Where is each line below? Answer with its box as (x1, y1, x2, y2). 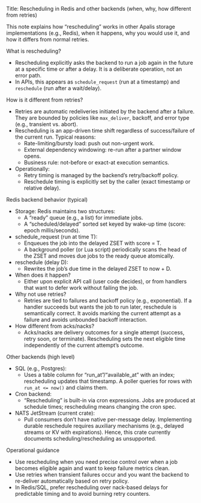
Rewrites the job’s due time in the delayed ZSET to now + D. (23, 265, 172, 272)
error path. (14, 72, 42, 79)
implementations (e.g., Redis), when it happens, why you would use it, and (6, 29, 190, 37)
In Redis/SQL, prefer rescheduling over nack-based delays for (14, 484, 168, 491)
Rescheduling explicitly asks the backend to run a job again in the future (14, 59, 193, 66)
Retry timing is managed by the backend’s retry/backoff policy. (23, 172, 179, 179)
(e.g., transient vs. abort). (14, 121, 78, 128)
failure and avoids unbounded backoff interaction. (23, 316, 148, 323)
